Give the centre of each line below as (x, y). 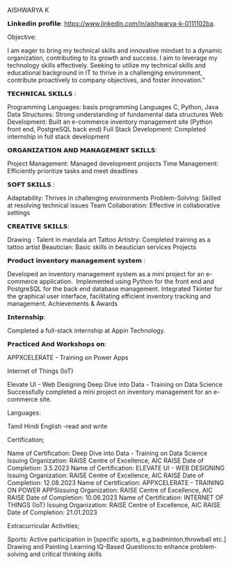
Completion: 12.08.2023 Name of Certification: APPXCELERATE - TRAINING (116, 483)
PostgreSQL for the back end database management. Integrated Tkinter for (115, 289)
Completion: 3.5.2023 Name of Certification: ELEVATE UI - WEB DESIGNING (116, 468)
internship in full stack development (58, 136)
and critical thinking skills (66, 554)
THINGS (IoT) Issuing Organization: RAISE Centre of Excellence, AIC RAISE (114, 505)
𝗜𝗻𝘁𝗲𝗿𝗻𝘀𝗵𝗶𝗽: (26, 317)
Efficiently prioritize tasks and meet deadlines (73, 171)
